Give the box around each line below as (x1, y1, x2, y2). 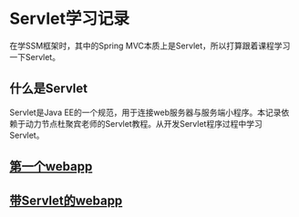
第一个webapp (9, 159, 93, 174)
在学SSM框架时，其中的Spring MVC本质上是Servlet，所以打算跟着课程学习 (9, 40, 291, 51)
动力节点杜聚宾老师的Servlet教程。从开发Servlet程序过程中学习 (25, 118, 263, 129)
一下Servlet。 (9, 51, 61, 62)
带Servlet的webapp (9, 192, 123, 208)
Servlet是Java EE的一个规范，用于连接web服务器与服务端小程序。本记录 (9, 107, 282, 118)
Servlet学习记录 (9, 8, 130, 29)
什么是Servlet (9, 81, 88, 97)
